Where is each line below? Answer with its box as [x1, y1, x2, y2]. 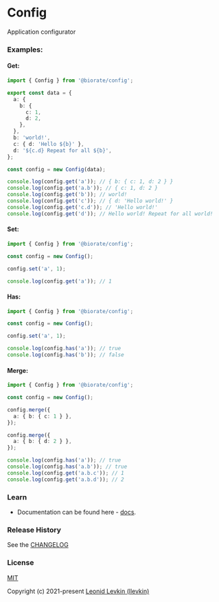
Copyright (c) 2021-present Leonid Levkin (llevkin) [7, 587, 150, 595]
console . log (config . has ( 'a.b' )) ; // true [7, 463, 128, 471]
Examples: [7, 45, 43, 54]
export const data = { [7, 89, 72, 96]
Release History [7, 525, 62, 535]
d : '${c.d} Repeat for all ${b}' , [13, 147, 112, 154]
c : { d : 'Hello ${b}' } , [13, 140, 84, 147]
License [7, 558, 34, 568]
